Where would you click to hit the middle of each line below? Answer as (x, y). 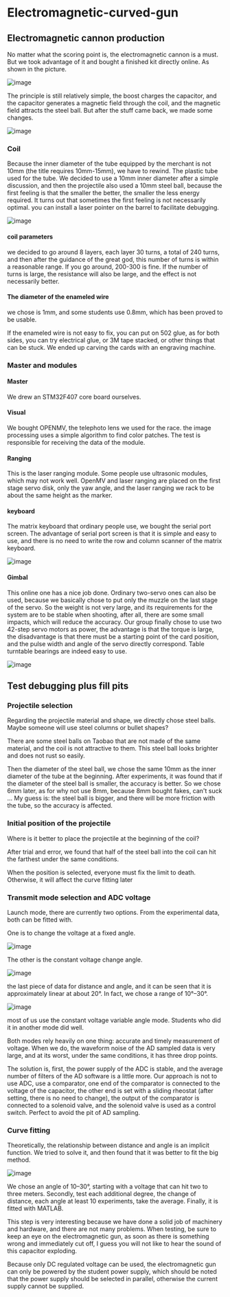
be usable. (22, 319)
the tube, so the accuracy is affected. (60, 806)
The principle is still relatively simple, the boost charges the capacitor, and (112, 96)
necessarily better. (33, 281)
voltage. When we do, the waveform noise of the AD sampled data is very (111, 1048)
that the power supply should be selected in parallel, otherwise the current (113, 1279)
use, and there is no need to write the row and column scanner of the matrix (115, 541)
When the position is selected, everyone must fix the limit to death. (102, 872)
